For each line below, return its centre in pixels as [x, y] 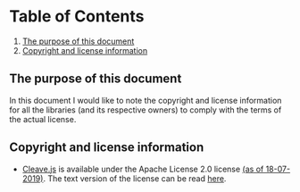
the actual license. [43, 119]
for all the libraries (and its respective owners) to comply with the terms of [146, 110]
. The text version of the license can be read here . [135, 178]
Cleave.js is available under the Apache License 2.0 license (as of [143, 169]
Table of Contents [77, 17]
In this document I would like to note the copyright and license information [146, 100]
